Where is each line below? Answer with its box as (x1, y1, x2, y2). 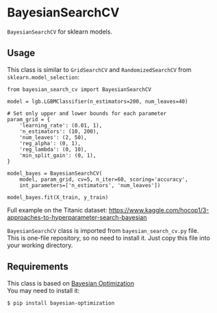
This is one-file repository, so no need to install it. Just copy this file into (7, 234, 210, 242)
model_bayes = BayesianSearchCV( (7, 170, 103, 177)
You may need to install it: (7, 286, 80, 295)
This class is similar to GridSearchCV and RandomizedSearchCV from (7, 65, 192, 73)
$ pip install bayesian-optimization (7, 299, 115, 306)
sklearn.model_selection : (7, 73, 80, 81)
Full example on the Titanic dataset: (7, 205, 107, 214)
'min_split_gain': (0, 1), (19, 152, 97, 159)
